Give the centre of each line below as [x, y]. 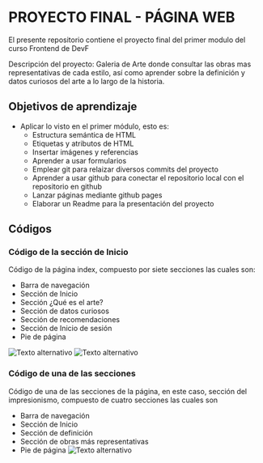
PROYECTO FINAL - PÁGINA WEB [122, 17]
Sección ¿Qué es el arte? [62, 303]
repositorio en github [67, 186]
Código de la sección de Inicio [68, 253]
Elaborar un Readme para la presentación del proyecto [123, 203]
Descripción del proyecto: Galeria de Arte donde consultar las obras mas [130, 64]
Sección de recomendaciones [70, 320]
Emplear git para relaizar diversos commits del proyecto [125, 169]
